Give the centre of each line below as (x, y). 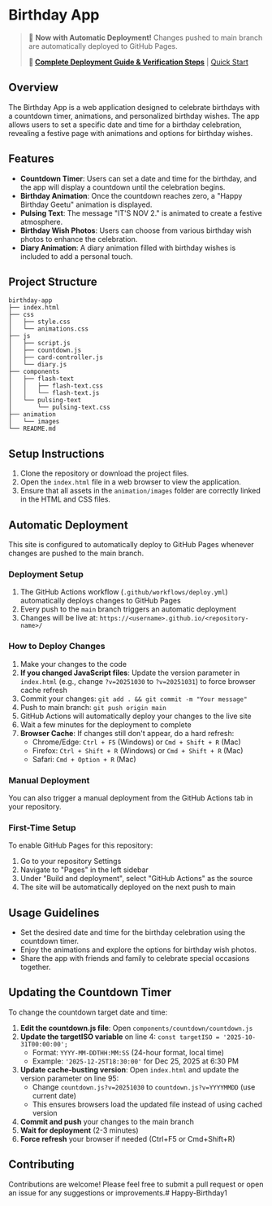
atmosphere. (41, 221)
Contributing (41, 1165)
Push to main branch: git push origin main (93, 707)
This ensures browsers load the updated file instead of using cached (147, 1104)
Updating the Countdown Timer (90, 992)
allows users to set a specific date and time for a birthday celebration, (125, 125)
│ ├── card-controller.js (56, 357)
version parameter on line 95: (69, 1078)
